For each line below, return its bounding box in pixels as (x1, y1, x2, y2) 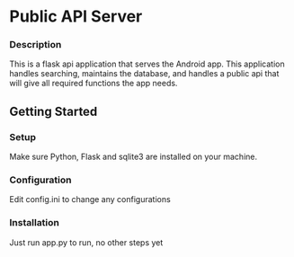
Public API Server (9, 6, 143, 27)
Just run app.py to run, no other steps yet (9, 236, 164, 248)
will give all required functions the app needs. (9, 78, 178, 89)
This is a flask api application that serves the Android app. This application (9, 58, 285, 69)
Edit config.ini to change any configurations (9, 194, 171, 205)
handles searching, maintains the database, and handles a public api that (9, 68, 280, 79)
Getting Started (9, 103, 98, 119)
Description (9, 39, 62, 51)
